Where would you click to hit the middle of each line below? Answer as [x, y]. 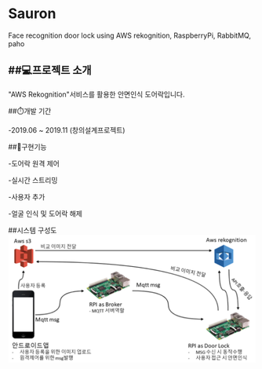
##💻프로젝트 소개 [50, 70]
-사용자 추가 [27, 196]
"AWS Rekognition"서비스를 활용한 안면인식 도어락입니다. [96, 94]
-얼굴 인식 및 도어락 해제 [45, 214]
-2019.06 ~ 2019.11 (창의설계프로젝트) [67, 130]
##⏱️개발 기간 [30, 111]
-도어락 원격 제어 [34, 163]
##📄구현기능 [27, 147]
